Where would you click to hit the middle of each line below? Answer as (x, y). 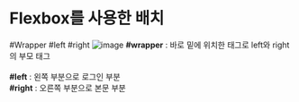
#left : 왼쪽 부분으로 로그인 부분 (65, 76)
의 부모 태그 (30, 55)
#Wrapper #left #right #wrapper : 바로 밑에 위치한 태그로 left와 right (149, 45)
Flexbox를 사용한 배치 (87, 18)
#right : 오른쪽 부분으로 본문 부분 (68, 88)
